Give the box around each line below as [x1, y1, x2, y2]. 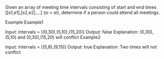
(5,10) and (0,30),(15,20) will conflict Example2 [5, 34, 101, 40]
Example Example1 [5, 19, 43, 25]
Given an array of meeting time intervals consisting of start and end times [5, 4, 156, 10]
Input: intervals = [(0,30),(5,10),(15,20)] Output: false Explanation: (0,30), [5, 29, 154, 34]
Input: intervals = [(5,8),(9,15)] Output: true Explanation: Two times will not [5, 44, 157, 49]
